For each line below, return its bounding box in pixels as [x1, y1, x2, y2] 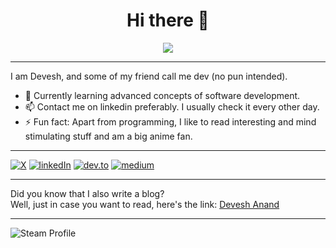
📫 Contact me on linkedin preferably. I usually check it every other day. [24, 100, 320, 113]
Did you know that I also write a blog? [10, 187, 165, 199]
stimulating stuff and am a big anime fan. [24, 130, 193, 142]
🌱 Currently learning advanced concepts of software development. [24, 89, 301, 101]
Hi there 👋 [126, 9, 210, 32]
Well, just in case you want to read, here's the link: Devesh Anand [10, 198, 280, 210]
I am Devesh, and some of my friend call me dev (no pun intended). [10, 70, 288, 82]
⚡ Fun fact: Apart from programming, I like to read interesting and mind [24, 115, 317, 128]
